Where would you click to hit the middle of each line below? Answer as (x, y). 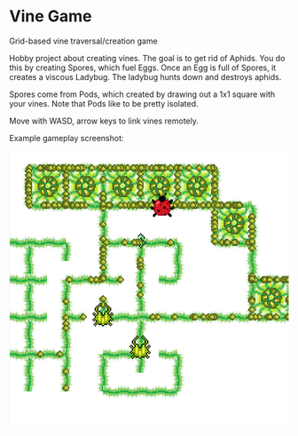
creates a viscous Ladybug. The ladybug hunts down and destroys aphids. (145, 76)
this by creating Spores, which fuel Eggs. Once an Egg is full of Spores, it (143, 67)
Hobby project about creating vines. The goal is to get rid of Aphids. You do (147, 58)
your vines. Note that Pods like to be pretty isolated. (104, 103)
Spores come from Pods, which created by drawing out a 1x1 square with (142, 94)
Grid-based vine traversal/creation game (83, 41)
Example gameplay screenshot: (67, 138)
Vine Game (51, 16)
